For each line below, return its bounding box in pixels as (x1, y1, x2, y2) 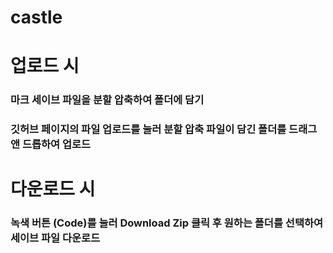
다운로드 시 (10, 178, 96, 201)
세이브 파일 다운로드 (10, 231, 101, 245)
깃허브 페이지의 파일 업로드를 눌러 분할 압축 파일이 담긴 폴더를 (10, 122, 287, 136)
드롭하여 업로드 (21, 137, 92, 151)
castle (10, 6, 63, 29)
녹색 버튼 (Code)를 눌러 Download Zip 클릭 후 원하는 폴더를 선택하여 (10, 216, 324, 230)
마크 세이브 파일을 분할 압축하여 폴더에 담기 (10, 93, 205, 107)
